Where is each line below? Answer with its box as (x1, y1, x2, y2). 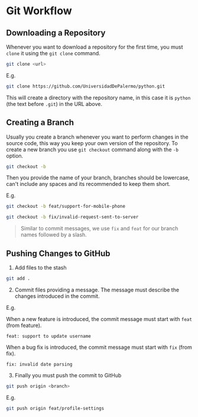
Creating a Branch (6, 117, 74, 128)
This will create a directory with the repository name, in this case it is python (6, 94, 191, 101)
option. (6, 152, 24, 159)
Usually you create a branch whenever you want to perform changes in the (6, 133, 189, 140)
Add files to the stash (14, 264, 67, 271)
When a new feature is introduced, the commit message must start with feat (6, 315, 192, 322)
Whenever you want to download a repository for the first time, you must (6, 43, 183, 50)
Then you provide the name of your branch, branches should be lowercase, (6, 174, 190, 181)
